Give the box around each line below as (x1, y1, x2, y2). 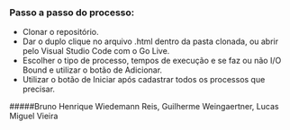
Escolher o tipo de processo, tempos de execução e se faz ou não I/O (22, 56, 282, 66)
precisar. (22, 83, 56, 95)
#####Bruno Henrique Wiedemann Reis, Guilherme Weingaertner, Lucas (9, 101, 279, 112)
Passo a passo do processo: (9, 6, 135, 19)
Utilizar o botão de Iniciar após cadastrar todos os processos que (22, 74, 266, 85)
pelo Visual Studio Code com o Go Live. (22, 46, 170, 56)
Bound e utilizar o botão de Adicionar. (22, 65, 163, 75)
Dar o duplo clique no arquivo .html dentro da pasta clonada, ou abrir (22, 36, 279, 47)
